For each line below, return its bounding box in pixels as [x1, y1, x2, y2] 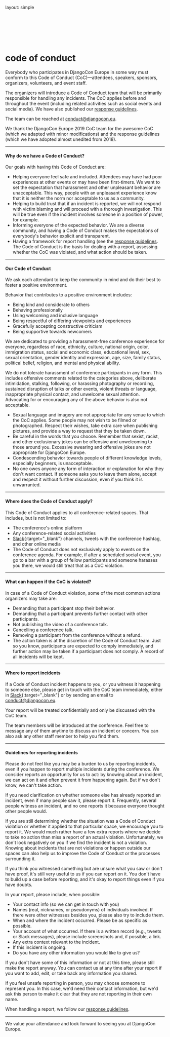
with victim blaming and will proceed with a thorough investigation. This [12, 206, 162, 212]
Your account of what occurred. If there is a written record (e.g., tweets [12, 928, 162, 934]
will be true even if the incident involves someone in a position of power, [12, 211, 163, 217]
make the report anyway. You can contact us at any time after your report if [5, 965, 162, 971]
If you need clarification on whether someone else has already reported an [5, 792, 161, 798]
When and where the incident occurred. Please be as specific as [12, 917, 148, 924]
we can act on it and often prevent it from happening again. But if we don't [5, 777, 160, 783]
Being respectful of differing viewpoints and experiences [12, 318, 131, 324]
